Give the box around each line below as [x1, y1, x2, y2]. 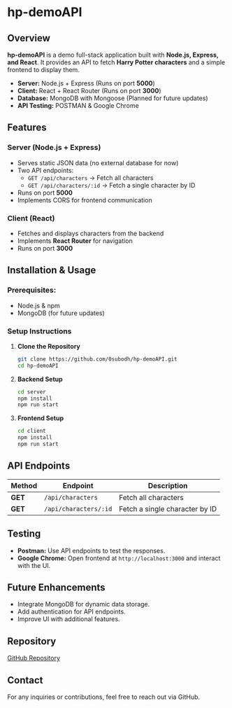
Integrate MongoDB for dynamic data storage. [17, 600, 150, 609]
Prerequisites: [7, 285, 57, 295]
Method [10, 480, 38, 490]
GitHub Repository [7, 654, 61, 662]
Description [147, 480, 188, 490]
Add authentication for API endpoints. [17, 607, 126, 616]
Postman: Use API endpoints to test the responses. [17, 546, 166, 555]
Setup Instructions [7, 326, 72, 336]
